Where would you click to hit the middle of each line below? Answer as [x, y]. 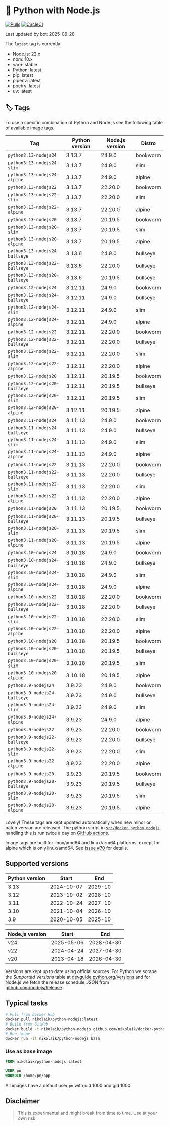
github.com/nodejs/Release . [34, 987]
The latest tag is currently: [33, 44]
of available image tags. [30, 128]
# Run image [18, 1034]
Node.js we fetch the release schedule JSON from [57, 982]
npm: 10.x [22, 59]
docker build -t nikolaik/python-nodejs [48, 1029]
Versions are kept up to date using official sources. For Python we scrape [81, 971]
